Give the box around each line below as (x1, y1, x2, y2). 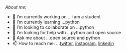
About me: (5, 4, 26, 10)
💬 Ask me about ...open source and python (12, 35, 101, 41)
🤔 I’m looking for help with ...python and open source (12, 30, 121, 35)
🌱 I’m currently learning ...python (12, 19, 80, 25)
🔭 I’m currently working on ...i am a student (12, 14, 101, 19)
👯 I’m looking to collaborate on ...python (12, 24, 95, 30)
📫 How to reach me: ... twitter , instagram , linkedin (12, 41, 114, 46)
